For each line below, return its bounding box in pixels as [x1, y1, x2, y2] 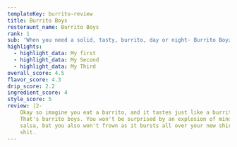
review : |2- [7, 102, 42, 110]
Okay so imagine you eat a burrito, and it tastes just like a [20, 109, 210, 116]
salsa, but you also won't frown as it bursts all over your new [20, 122, 217, 129]
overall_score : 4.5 [7, 69, 65, 76]
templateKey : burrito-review [7, 10, 93, 18]
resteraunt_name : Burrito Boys [7, 23, 99, 30]
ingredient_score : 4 [7, 89, 68, 96]
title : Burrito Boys [7, 17, 68, 24]
